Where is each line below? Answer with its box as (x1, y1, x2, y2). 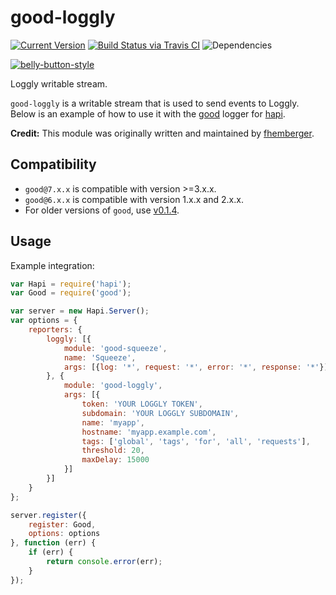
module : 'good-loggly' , (63, 381, 163, 391)
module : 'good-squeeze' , (63, 343, 168, 353)
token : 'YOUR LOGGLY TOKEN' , (81, 399, 203, 410)
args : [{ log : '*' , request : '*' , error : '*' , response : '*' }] (63, 362, 329, 372)
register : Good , (28, 519, 97, 530)
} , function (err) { (10, 538, 97, 548)
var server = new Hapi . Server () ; (10, 306, 150, 316)
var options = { (10, 316, 78, 326)
